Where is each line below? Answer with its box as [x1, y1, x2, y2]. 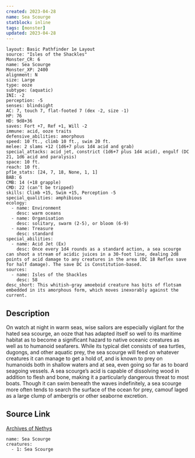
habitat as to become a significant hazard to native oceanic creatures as [6, 336, 180, 343]
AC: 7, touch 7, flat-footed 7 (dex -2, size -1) [6, 108, 130, 114]
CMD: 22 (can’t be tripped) [6, 185, 75, 191]
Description [6, 308, 50, 318]
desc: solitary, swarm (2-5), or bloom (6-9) [16, 221, 130, 227]
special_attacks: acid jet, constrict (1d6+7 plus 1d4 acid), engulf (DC [6, 149, 190, 155]
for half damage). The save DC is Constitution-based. [6, 262, 142, 268]
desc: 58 [16, 277, 38, 283]
